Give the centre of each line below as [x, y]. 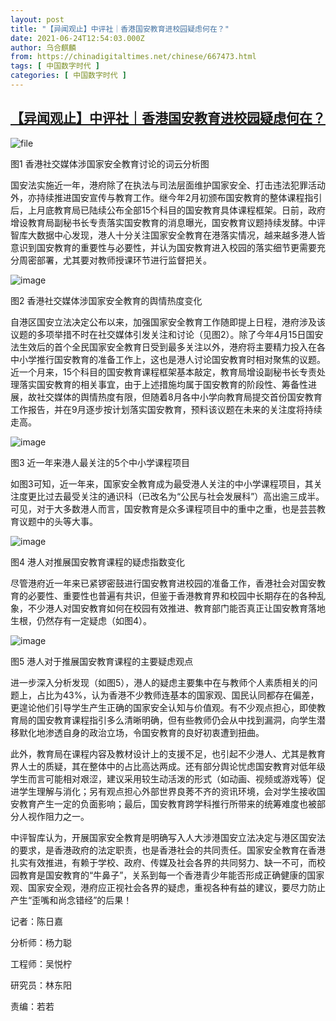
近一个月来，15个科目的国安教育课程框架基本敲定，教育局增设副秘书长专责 [163, 372]
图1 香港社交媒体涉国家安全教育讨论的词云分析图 [110, 163]
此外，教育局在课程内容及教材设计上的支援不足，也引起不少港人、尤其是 [159, 753]
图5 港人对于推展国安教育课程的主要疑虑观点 [102, 661]
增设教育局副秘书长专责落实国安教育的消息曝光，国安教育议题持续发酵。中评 [168, 222]
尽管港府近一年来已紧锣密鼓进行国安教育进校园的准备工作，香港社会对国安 [163, 583]
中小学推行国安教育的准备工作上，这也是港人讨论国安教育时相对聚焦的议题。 [168, 359]
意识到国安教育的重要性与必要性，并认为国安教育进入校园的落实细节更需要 [163, 247]
